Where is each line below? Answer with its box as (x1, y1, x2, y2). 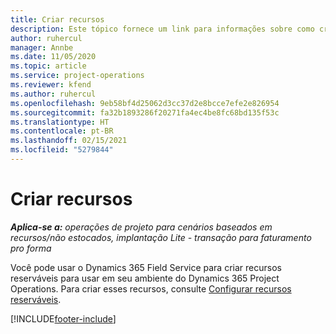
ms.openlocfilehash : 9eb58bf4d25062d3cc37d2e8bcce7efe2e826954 (10, 98, 280, 108)
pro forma (10, 242, 52, 254)
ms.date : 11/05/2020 (10, 52, 97, 62)
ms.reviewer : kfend (10, 80, 92, 90)
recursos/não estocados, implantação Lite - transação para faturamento (10, 231, 312, 243)
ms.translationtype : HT (10, 117, 110, 127)
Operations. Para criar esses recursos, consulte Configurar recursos (10, 282, 292, 295)
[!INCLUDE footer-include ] (10, 312, 117, 325)
